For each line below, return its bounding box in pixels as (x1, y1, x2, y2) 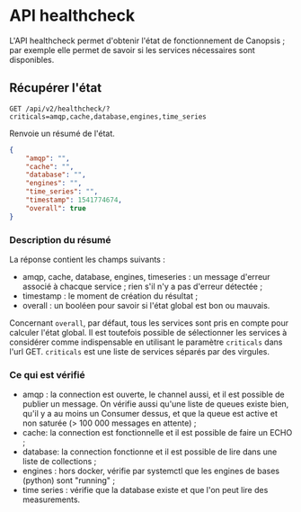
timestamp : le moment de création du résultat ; (22, 290, 199, 301)
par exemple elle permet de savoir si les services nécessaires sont (9, 44, 256, 55)
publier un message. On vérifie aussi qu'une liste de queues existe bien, (22, 399, 289, 409)
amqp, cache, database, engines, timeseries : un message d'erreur (22, 271, 271, 282)
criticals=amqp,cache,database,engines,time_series (9, 112, 207, 121)
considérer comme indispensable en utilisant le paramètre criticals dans (9, 337, 283, 347)
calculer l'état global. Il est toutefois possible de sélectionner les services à (9, 327, 288, 337)
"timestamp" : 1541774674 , (25, 195, 123, 204)
